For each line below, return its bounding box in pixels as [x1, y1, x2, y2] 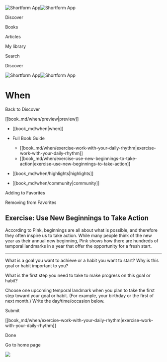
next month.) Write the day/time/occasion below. [5, 298, 105, 304]
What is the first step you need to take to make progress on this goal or [5, 272, 151, 278]
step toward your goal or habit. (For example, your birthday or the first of [5, 292, 154, 299]
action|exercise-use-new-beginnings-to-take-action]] [19, 161, 131, 167]
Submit [5, 307, 20, 314]
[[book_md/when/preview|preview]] [5, 116, 79, 122]
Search [5, 53, 20, 59]
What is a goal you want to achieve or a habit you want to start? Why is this [5, 257, 159, 263]
